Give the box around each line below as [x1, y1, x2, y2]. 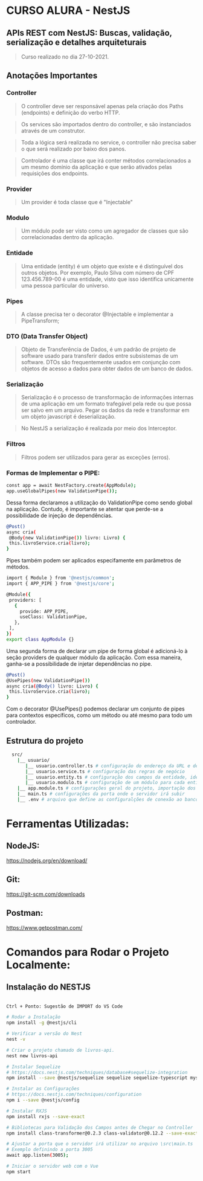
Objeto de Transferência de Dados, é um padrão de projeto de [21, 346, 176, 353]
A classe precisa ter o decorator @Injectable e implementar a [21, 311, 174, 318]
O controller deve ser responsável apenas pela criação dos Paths [21, 102, 184, 109]
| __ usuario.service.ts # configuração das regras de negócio [25, 768, 185, 774]
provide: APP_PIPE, [19, 608, 69, 614]
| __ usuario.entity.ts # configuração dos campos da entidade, [25, 774, 188, 780]
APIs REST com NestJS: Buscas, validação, [6, 28, 172, 38]
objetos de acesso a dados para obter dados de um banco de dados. [21, 365, 193, 372]
